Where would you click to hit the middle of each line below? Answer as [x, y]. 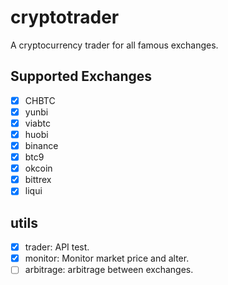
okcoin [38, 168]
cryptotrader [65, 17]
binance [41, 145]
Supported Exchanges [81, 76]
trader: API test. [57, 247]
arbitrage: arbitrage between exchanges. [109, 270]
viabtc [37, 123]
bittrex [38, 180]
